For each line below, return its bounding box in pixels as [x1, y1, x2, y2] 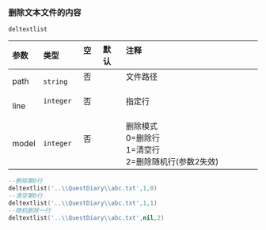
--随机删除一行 [8, 206, 51, 214]
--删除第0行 [8, 177, 44, 185]
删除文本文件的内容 [8, 6, 82, 17]
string [43, 77, 68, 86]
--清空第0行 [8, 192, 44, 200]
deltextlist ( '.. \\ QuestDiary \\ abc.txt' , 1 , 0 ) [8, 184, 158, 193]
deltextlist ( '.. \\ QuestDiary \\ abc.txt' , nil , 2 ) [8, 213, 165, 222]
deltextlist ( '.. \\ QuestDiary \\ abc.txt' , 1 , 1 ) [8, 199, 158, 207]
